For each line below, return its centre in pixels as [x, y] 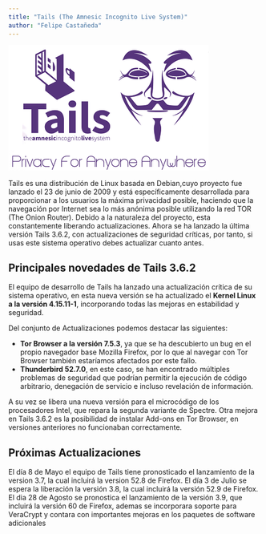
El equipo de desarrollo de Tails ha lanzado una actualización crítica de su [130, 287]
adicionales [27, 523]
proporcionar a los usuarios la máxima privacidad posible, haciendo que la [131, 200]
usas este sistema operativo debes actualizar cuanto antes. [106, 243]
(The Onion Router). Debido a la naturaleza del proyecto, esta [109, 217]
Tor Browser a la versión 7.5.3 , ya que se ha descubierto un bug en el [135, 344]
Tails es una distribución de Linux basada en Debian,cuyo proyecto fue [125, 183]
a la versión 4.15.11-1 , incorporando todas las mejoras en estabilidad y [124, 304]
